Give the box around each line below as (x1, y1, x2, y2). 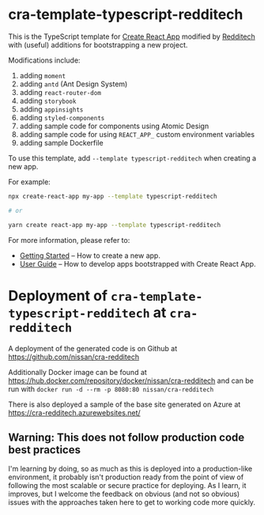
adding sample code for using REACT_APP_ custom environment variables (19, 129, 255, 139)
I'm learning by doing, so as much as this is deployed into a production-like (8, 464, 253, 474)
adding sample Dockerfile (19, 138, 104, 147)
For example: (8, 176, 51, 187)
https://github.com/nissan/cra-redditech (8, 352, 140, 362)
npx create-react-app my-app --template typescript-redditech (8, 192, 217, 200)
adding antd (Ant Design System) (19, 79, 128, 89)
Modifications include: (8, 55, 81, 65)
